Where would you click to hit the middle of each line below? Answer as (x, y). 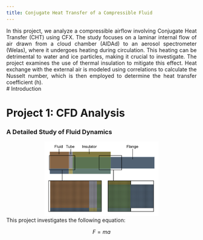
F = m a (101, 232)
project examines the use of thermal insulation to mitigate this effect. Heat (101, 63)
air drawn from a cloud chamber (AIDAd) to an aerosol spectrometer (101, 44)
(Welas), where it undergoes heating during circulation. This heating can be (101, 50)
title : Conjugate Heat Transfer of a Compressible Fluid (79, 13)
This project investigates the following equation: (66, 220)
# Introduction (24, 88)
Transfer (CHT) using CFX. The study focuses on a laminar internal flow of (101, 37)
